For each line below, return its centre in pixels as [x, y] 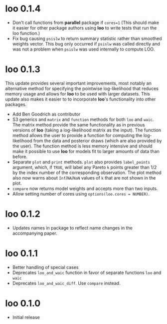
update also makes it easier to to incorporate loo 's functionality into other [81, 99]
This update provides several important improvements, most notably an [79, 83]
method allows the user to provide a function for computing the [77, 135]
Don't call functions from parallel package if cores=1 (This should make [86, 22]
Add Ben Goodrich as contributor [46, 114]
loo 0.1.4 [23, 9]
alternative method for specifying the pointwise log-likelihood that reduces [82, 88]
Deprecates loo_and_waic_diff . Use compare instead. [66, 283]
